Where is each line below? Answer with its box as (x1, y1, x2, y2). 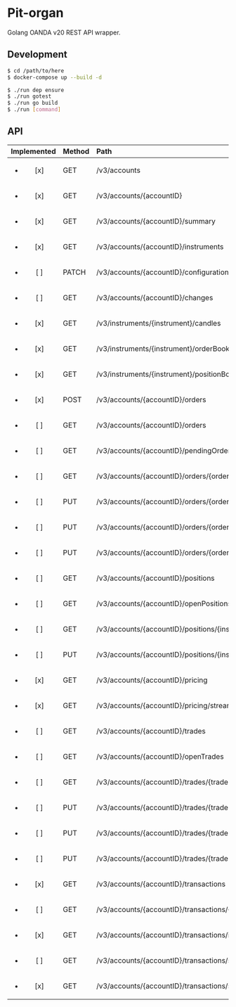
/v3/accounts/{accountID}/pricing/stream (96, 700, 233, 710)
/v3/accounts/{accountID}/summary (96, 216, 216, 226)
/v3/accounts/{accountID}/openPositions (96, 598, 232, 608)
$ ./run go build (7, 100, 58, 107)
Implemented (11, 146, 56, 156)
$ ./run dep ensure (7, 86, 65, 94)
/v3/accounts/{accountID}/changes (96, 293, 214, 302)
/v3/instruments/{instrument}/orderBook (96, 343, 230, 353)
